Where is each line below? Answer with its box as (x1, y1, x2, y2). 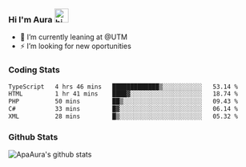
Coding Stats (8, 64, 60, 75)
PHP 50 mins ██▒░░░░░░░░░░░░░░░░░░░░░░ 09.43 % (8, 97, 239, 106)
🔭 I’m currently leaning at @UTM (19, 32, 128, 42)
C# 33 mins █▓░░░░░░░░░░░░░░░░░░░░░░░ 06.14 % (8, 105, 239, 113)
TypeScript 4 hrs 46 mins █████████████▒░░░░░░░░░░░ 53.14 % (8, 83, 239, 91)
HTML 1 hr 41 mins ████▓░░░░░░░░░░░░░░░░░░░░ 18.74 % (8, 90, 239, 98)
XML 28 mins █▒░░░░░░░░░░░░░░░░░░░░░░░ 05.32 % (8, 112, 239, 120)
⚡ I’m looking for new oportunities (19, 41, 132, 51)
